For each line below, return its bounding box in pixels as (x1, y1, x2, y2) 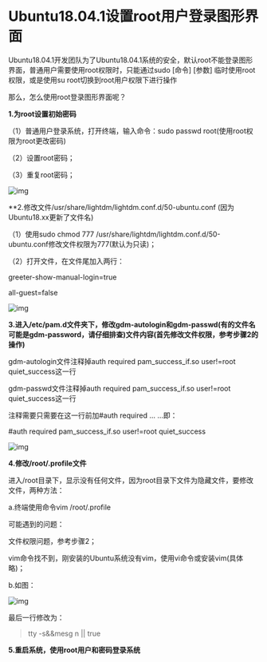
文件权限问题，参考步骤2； (8, 536, 97, 545)
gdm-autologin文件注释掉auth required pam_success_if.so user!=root (8, 356, 236, 366)
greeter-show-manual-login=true (8, 272, 117, 282)
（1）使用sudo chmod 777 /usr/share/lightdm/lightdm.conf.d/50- (8, 229, 221, 239)
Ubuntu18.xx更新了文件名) (8, 212, 94, 222)
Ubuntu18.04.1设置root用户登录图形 (8, 7, 245, 26)
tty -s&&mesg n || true (27, 628, 101, 638)
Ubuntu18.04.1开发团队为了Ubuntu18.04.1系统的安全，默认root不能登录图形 (8, 55, 253, 65)
